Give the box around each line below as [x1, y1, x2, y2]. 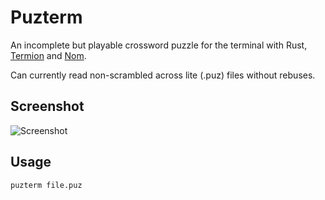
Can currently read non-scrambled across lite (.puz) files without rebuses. [10, 69, 316, 81]
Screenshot [10, 98, 85, 115]
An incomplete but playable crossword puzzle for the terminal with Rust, [10, 39, 308, 51]
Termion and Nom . [10, 49, 87, 61]
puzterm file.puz [10, 180, 83, 190]
